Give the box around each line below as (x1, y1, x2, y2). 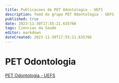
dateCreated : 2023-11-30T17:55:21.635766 (5, 35, 92, 40)
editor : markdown (5, 30, 41, 35)
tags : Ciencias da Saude (5, 26, 57, 31)
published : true (5, 16, 39, 21)
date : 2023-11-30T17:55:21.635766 (5, 21, 77, 26)
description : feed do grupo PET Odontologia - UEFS (5, 12, 114, 17)
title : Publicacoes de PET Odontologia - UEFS (5, 7, 103, 12)
